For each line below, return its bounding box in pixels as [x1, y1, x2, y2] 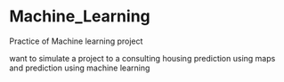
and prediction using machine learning [9, 62, 150, 73]
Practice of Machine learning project [9, 36, 143, 46]
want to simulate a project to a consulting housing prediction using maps [9, 53, 276, 63]
